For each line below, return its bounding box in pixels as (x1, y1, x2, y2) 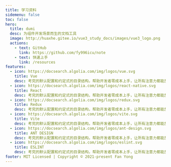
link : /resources (18, 60, 56, 65)
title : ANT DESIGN (14, 130, 53, 135)
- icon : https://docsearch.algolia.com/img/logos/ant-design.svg (10, 126, 152, 131)
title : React (14, 88, 42, 93)
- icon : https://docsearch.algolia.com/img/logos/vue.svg (10, 69, 136, 74)
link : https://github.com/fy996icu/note (18, 50, 106, 55)
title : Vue (14, 74, 38, 79)
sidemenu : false (5, 12, 40, 17)
